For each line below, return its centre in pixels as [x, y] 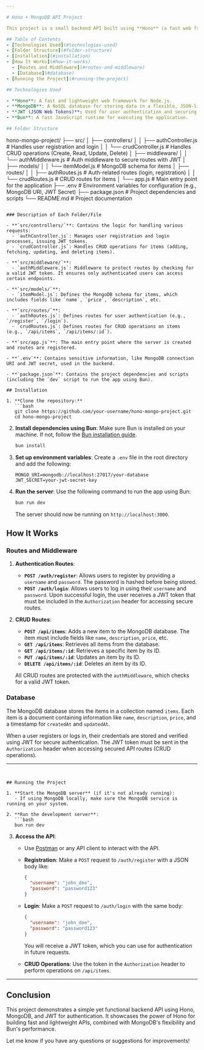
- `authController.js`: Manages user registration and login [91, 236]
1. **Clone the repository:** [45, 401]
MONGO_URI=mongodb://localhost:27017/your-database [82, 475]
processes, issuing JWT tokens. [47, 241]
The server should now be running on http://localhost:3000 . [92, 514]
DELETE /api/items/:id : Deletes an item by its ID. [85, 664]
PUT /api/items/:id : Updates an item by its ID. [82, 657]
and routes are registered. [42, 348]
